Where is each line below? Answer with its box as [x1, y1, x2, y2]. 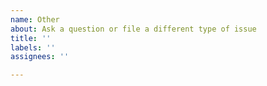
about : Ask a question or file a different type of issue [10, 24, 257, 34]
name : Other [10, 14, 60, 25]
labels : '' [10, 42, 56, 53]
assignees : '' [10, 52, 70, 62]
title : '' [10, 33, 52, 43]
